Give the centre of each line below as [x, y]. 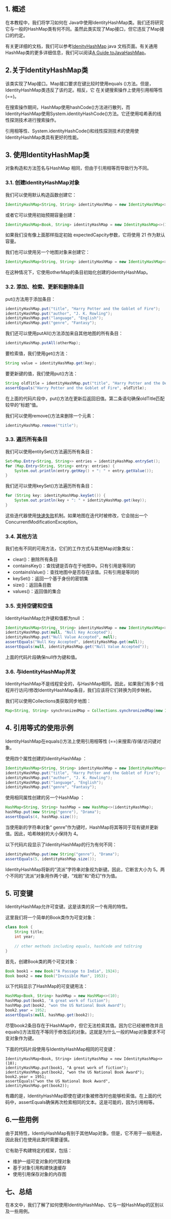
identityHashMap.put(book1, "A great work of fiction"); [67, 1068]
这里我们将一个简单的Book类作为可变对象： [51, 918]
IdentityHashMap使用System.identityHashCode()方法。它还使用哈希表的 [81, 114]
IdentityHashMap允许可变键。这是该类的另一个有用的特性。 [68, 906]
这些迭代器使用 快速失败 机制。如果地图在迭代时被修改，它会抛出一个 [77, 515]
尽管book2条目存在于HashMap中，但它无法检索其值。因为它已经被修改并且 [84, 1025]
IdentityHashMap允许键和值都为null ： [45, 618]
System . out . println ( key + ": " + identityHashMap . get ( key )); [81, 500]
